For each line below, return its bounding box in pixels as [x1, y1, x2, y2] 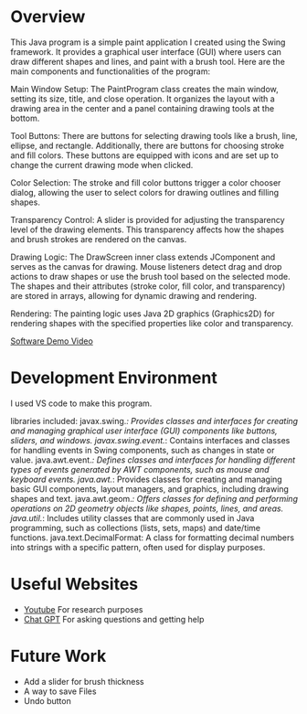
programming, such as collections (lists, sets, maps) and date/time [10, 522, 261, 533]
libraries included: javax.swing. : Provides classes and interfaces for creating [10, 415, 299, 426]
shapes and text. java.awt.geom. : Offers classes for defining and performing [10, 493, 298, 504]
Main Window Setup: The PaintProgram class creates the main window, [10, 83, 280, 94]
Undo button [23, 695, 71, 706]
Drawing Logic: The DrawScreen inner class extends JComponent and [10, 251, 276, 262]
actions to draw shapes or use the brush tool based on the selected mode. [10, 271, 291, 282]
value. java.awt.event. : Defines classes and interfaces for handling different [10, 454, 296, 465]
